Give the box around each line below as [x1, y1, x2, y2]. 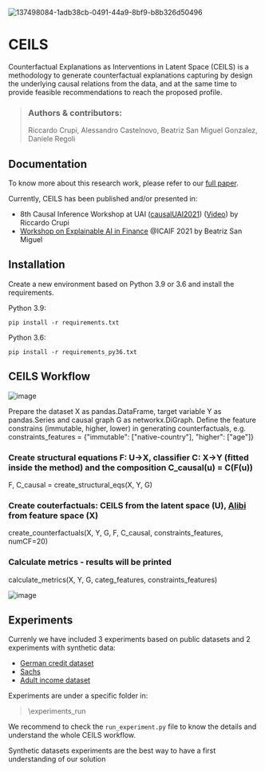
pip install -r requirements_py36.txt [8, 348, 137, 356]
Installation [8, 258, 65, 272]
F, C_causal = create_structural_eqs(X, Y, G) [8, 480, 153, 489]
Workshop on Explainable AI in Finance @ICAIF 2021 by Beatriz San [19, 226, 243, 236]
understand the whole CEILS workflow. [8, 730, 136, 740]
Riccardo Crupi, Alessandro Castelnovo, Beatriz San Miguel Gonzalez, [27, 125, 258, 135]
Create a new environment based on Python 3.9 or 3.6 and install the [8, 279, 235, 289]
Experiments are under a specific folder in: [8, 691, 148, 701]
